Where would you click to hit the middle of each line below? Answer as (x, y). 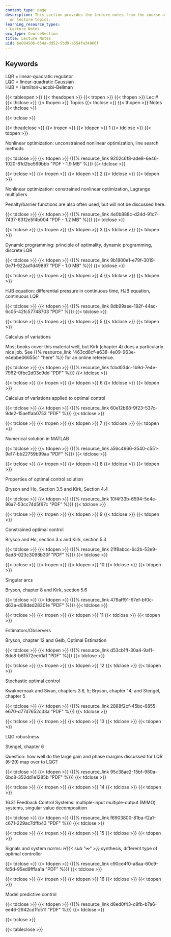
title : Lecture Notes (28, 39)
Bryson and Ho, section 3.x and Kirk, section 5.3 (56, 539)
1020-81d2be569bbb (27, 163)
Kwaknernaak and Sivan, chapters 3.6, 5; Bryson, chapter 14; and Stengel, (83, 690)
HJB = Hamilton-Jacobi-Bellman (39, 87)
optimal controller (24, 854)
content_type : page (26, 10)
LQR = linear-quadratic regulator (39, 76)
